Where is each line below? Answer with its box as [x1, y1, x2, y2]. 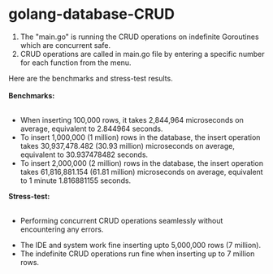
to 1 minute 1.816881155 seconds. [19, 176, 132, 185]
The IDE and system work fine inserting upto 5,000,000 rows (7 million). [19, 240, 262, 250]
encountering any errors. [19, 224, 104, 234]
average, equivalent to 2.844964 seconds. [19, 124, 163, 133]
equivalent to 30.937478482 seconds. [19, 150, 149, 159]
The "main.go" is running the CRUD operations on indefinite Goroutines [19, 32, 259, 41]
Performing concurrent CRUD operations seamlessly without [19, 215, 223, 225]
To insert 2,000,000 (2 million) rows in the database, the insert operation [19, 158, 264, 167]
